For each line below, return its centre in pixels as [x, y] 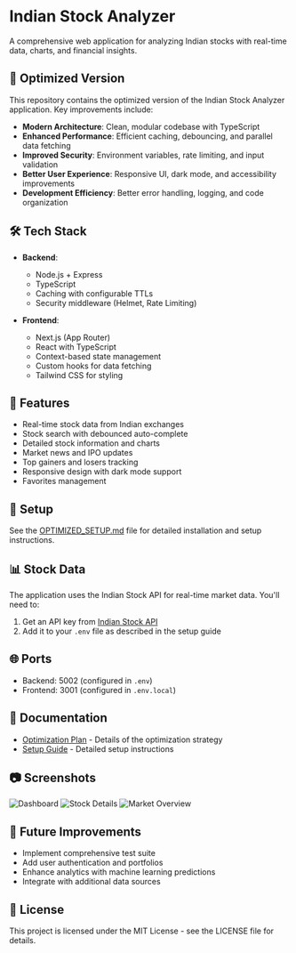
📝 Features [40, 403]
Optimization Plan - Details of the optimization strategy [122, 739]
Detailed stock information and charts [91, 443]
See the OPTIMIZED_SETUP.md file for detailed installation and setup [136, 530]
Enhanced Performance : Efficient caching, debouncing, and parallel [147, 136]
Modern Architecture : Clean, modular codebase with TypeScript [141, 126]
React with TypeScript [76, 347]
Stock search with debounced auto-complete [105, 434]
